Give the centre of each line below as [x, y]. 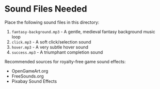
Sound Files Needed [46, 9]
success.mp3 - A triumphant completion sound [57, 52]
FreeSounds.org [28, 76]
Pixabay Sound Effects [34, 81]
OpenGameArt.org [30, 71]
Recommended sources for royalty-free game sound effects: [65, 61]
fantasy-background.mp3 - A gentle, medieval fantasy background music [83, 31]
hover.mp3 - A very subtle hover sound [50, 47]
